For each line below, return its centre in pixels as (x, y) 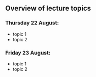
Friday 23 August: (28, 53)
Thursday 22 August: (32, 23)
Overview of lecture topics (48, 8)
